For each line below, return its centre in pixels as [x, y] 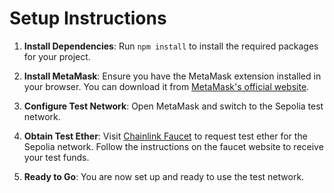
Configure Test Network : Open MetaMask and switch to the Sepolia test [173, 106]
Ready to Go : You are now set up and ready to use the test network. [164, 176]
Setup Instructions [88, 18]
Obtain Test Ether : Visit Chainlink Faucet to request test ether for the [165, 136]
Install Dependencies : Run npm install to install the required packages [171, 46]
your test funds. [56, 157]
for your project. [57, 56]
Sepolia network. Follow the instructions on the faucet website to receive [173, 146]
